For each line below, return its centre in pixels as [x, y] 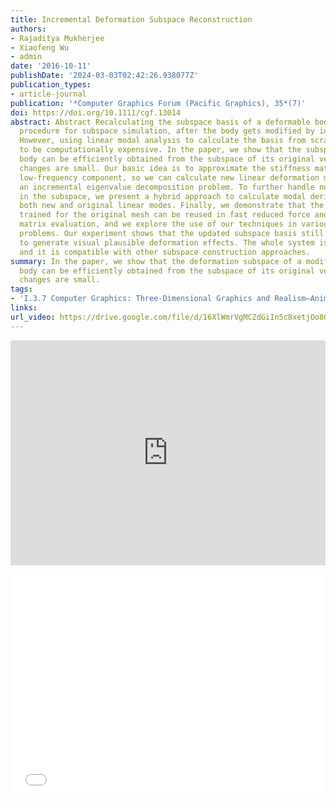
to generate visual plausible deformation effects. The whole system [167, 242]
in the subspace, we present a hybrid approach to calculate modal [163, 196]
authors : [28, 29]
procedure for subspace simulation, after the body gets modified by [167, 131]
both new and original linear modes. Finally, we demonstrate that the [172, 206]
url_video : [33, 317]
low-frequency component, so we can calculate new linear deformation [169, 177]
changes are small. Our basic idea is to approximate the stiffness [165, 168]
